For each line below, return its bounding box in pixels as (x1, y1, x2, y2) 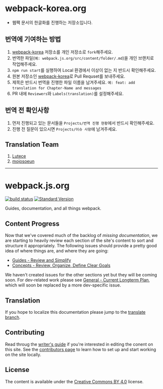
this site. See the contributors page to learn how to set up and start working (5, 346, 156, 352)
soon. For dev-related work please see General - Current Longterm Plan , (5, 277, 150, 283)
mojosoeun (12, 158, 35, 164)
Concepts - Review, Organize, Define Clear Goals (12, 263, 111, 269)
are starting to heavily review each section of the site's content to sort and (5, 237, 154, 243)
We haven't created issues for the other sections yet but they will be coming (5, 272, 157, 278)
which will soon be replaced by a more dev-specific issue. (5, 282, 121, 288)
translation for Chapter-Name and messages (12, 85, 102, 90)
